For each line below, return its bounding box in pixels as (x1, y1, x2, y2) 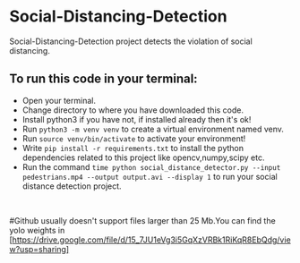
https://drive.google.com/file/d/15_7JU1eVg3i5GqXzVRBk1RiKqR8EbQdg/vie (12, 234, 291, 245)
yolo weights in (9, 225, 65, 235)
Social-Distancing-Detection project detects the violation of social (9, 36, 253, 47)
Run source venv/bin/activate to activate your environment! (21, 132, 246, 144)
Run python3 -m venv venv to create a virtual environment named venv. (21, 123, 285, 134)
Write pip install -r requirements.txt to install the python (21, 142, 244, 153)
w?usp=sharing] (9, 243, 70, 254)
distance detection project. (21, 181, 123, 191)
